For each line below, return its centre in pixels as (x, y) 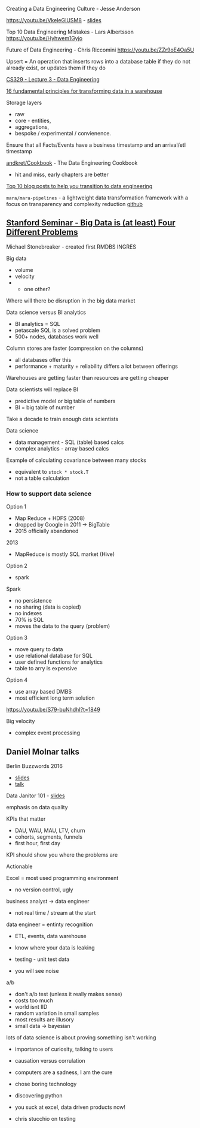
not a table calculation (42, 478)
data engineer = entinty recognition (50, 924)
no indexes (28, 613)
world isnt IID (31, 1006)
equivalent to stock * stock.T (52, 471)
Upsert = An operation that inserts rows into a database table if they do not (99, 61)
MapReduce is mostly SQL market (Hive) (65, 554)
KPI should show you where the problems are (62, 855)
